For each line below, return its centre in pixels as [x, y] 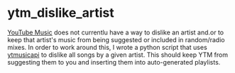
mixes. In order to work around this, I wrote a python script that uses [107, 47]
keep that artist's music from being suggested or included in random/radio [116, 39]
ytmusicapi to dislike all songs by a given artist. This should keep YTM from [118, 55]
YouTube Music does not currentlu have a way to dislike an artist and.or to [116, 32]
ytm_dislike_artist [61, 13]
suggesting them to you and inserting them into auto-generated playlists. [114, 62]
